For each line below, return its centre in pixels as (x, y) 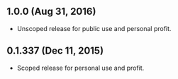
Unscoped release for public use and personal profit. (94, 28)
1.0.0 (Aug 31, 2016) (51, 12)
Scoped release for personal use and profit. (80, 68)
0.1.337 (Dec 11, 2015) (55, 51)
